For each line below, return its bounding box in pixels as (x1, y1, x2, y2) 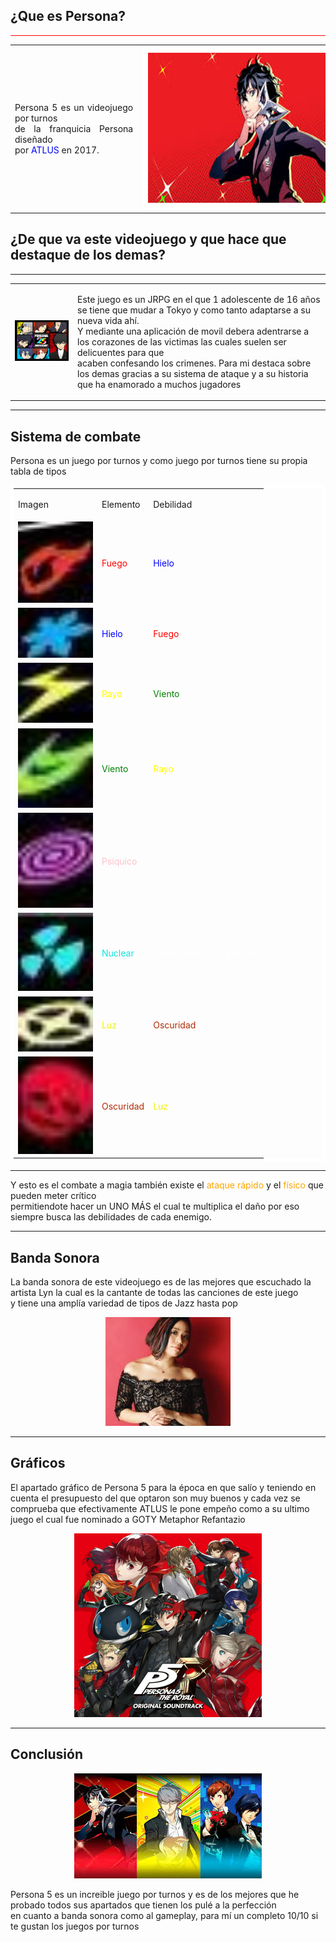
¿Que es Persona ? (10, 8, 127, 25)
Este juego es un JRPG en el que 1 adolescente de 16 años (77, 293, 321, 305)
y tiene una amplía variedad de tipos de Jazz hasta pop (10, 1297, 238, 1309)
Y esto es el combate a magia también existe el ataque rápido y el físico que (10, 1179, 324, 1191)
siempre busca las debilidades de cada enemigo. (10, 1211, 212, 1223)
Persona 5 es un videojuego (14, 101, 134, 113)
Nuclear (101, 947, 135, 959)
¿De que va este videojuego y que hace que (10, 231, 287, 248)
